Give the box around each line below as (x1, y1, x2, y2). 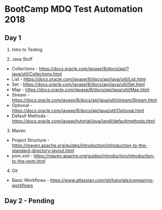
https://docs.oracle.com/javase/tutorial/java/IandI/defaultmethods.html (11, 118, 155, 124)
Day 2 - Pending (4, 197, 54, 205)
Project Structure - (11, 137, 50, 143)
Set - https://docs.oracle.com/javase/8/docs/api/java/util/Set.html (11, 81, 145, 87)
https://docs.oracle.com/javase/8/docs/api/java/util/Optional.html (11, 107, 144, 113)
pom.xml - (11, 153, 33, 159)
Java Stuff (11, 56, 33, 62)
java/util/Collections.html (11, 71, 62, 77)
